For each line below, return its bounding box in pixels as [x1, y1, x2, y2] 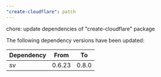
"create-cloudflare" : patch [6, 8, 76, 15]
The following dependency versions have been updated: [6, 36, 145, 44]
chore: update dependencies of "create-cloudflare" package [6, 25, 155, 32]
